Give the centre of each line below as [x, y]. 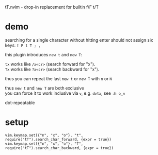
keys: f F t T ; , [23, 45]
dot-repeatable [20, 103]
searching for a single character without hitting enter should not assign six [79, 40]
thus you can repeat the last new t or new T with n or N [59, 78]
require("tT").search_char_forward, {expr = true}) [58, 139]
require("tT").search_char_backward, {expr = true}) [59, 148]
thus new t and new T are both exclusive [45, 88]
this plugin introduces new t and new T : [44, 54]
